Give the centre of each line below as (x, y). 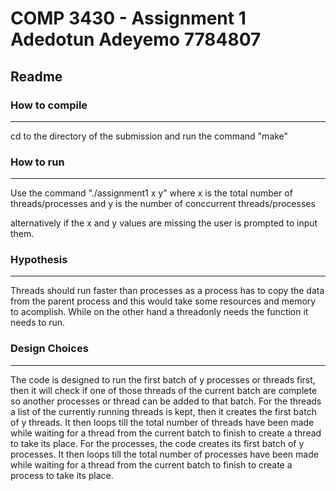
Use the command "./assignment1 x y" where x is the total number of (151, 193)
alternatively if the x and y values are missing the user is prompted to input (164, 223)
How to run (37, 162)
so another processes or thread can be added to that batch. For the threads (166, 401)
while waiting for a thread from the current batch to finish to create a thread (166, 433)
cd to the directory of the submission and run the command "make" (149, 136)
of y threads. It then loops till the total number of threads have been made (162, 422)
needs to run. (38, 323)
